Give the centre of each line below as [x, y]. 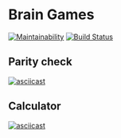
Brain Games [51, 15]
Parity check [41, 62]
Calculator [35, 106]
